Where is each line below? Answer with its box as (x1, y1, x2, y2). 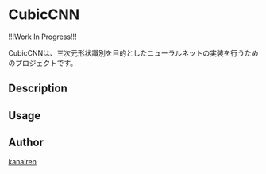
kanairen (8, 157, 37, 166)
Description (8, 82, 67, 95)
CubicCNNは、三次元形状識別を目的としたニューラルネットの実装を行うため (8, 48, 259, 57)
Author (8, 136, 44, 149)
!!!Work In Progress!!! (8, 32, 77, 41)
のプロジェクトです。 (8, 58, 78, 68)
